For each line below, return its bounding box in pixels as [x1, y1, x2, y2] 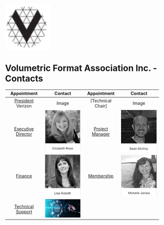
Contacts [5, 73, 43, 84]
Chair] [94, 103, 107, 109]
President [14, 97, 34, 104]
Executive [14, 126, 34, 132]
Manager [92, 131, 110, 137]
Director [16, 131, 33, 137]
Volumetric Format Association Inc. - [5, 63, 157, 74]
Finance [16, 173, 32, 179]
